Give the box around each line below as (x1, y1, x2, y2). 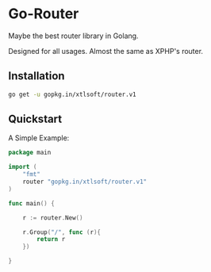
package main (8, 148, 52, 157)
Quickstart (8, 113, 63, 126)
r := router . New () (22, 213, 83, 222)
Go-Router (8, 5, 79, 23)
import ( (8, 163, 37, 171)
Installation (8, 69, 65, 83)
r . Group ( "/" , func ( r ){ (22, 228, 102, 236)
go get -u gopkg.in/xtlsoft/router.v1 (8, 90, 136, 98)
